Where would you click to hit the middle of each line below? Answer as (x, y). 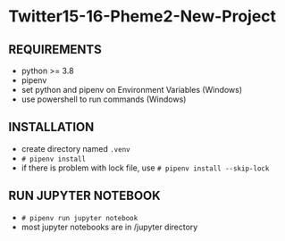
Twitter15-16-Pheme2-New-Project (142, 17)
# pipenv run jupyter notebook (80, 218)
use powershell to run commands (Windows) (104, 99)
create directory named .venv (75, 148)
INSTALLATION (51, 127)
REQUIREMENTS (55, 50)
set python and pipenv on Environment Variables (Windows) (132, 90)
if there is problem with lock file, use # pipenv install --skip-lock (145, 168)
